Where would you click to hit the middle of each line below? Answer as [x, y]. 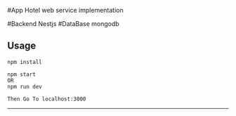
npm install [25, 62]
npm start [22, 74]
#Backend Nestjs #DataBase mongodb [63, 24]
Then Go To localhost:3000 [47, 99]
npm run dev [25, 86]
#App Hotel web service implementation [66, 10]
